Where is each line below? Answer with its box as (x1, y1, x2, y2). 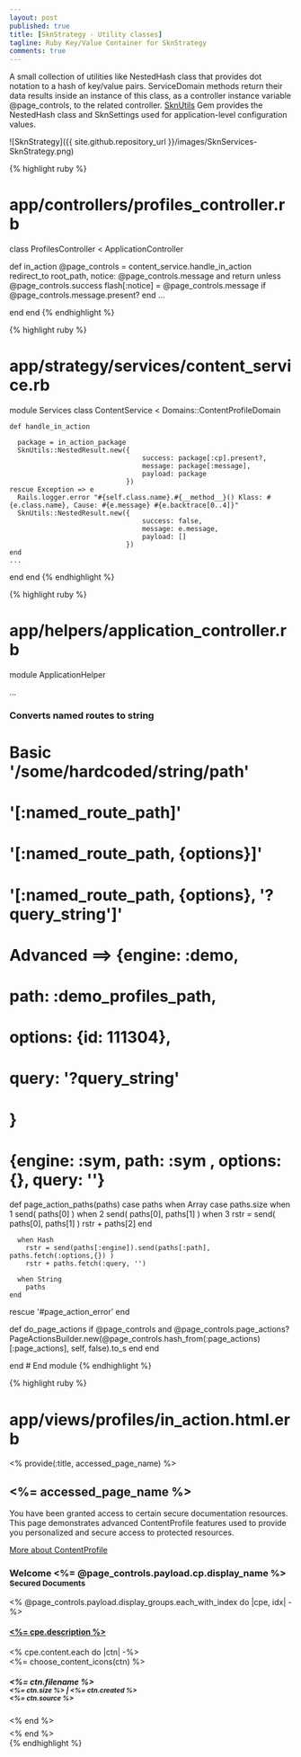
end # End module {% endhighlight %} (9, 1361, 153, 1371)
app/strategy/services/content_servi (9, 356, 292, 377)
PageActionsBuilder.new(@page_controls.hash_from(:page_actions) (9, 1334, 261, 1344)
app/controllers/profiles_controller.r (9, 195, 286, 216)
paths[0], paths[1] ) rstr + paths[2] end (9, 1219, 153, 1229)
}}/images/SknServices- (167, 137, 258, 147)
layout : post (9, 13, 58, 22)
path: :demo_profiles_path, (9, 986, 217, 1007)
